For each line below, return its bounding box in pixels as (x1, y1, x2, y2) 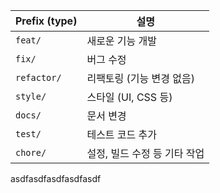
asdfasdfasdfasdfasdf (10, 173, 102, 184)
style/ (15, 91, 47, 102)
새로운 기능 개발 (86, 34, 158, 48)
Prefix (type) (15, 14, 78, 28)
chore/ (15, 147, 47, 158)
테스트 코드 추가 (86, 128, 158, 141)
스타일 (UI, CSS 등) (86, 90, 173, 104)
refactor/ (15, 72, 62, 83)
